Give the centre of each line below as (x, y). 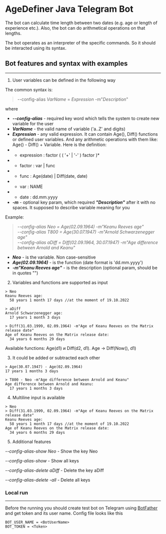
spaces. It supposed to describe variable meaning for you (71, 207)
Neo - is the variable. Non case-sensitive (54, 257)
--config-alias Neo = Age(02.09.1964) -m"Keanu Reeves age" (81, 227)
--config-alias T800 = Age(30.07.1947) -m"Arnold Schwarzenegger (86, 232)
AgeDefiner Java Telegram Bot (69, 9)
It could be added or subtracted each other (56, 358)
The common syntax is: (29, 89)
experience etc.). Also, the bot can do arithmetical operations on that (75, 28)
